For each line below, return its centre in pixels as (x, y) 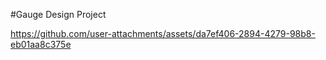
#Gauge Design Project (58, 14)
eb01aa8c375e (41, 44)
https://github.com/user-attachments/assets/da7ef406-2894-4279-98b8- (163, 33)
